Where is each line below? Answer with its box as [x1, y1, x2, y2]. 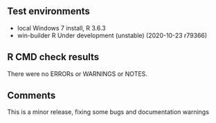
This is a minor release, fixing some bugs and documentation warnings [7, 108, 210, 116]
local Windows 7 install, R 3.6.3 [17, 23, 106, 32]
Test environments [7, 6, 90, 17]
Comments [7, 90, 56, 102]
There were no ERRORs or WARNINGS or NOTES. [7, 69, 147, 78]
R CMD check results [7, 51, 100, 63]
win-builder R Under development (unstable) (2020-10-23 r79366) [17, 31, 208, 39]
